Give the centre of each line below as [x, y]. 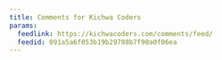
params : [24, 26]
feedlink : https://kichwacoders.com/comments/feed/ [115, 34]
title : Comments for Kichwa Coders [75, 17]
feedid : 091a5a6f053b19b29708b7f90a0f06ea [97, 42]
